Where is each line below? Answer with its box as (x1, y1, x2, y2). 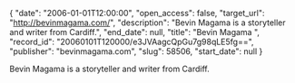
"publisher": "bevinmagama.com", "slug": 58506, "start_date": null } (9, 46, 263, 57)
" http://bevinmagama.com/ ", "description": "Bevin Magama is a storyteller (9, 17, 286, 28)
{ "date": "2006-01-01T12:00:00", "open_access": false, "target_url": (9, 8, 265, 18)
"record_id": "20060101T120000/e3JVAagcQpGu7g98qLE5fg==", (9, 36, 254, 47)
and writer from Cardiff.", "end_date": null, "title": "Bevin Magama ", (9, 27, 261, 37)
